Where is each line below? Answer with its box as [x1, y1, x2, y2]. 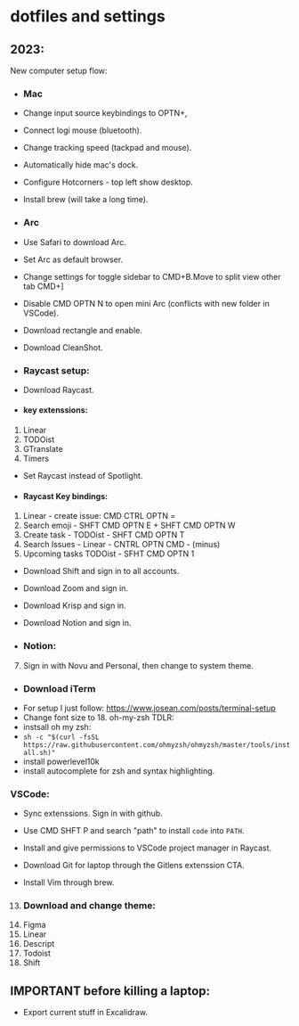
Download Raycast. [22, 384, 94, 395]
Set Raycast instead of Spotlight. [22, 471, 143, 481]
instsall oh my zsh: [22, 721, 92, 732]
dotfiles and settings [10, 6, 166, 27]
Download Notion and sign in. [22, 618, 132, 628]
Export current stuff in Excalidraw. [22, 1007, 148, 1018]
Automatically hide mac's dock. [22, 160, 139, 170]
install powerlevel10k [22, 756, 101, 767]
